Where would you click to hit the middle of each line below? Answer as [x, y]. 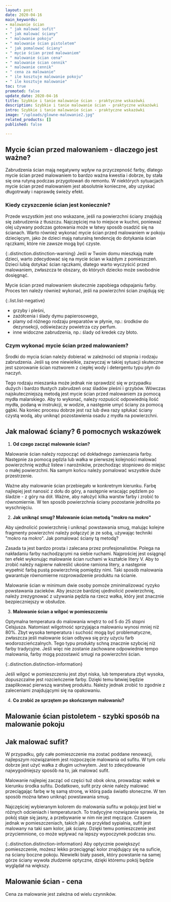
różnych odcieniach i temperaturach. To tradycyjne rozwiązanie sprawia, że [85, 812]
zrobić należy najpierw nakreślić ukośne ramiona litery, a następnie [76, 564]
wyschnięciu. [19, 507]
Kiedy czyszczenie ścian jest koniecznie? [58, 205]
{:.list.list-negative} [25, 300]
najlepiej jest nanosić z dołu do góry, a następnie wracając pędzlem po [80, 491]
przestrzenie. [19, 476]
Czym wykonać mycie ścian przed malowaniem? [67, 345]
